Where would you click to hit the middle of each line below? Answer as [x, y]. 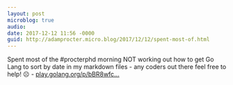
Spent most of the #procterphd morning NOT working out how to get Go [111, 59]
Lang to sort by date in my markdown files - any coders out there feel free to [117, 67]
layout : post [26, 14]
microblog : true [31, 20]
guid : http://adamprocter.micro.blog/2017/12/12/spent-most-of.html [109, 40]
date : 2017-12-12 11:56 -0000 [51, 33]
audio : [17, 26]
